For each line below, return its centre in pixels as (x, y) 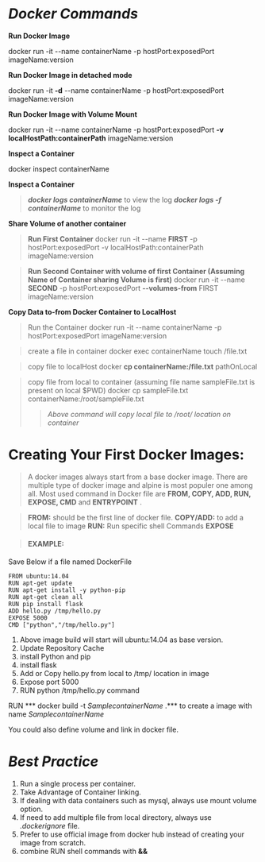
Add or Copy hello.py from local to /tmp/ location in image (114, 674)
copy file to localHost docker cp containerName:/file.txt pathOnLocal (142, 366)
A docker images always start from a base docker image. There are (138, 477)
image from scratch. (53, 843)
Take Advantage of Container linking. (80, 792)
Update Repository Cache (62, 648)
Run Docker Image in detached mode (70, 75)
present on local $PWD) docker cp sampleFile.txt (108, 390)
